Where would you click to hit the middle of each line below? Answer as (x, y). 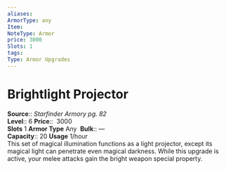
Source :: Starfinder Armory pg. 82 (57, 114)
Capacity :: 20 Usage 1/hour (48, 136)
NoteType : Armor (31, 33)
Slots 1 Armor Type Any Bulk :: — (56, 129)
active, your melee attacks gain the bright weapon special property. (105, 158)
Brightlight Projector (68, 94)
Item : (15, 27)
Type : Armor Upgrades (39, 60)
